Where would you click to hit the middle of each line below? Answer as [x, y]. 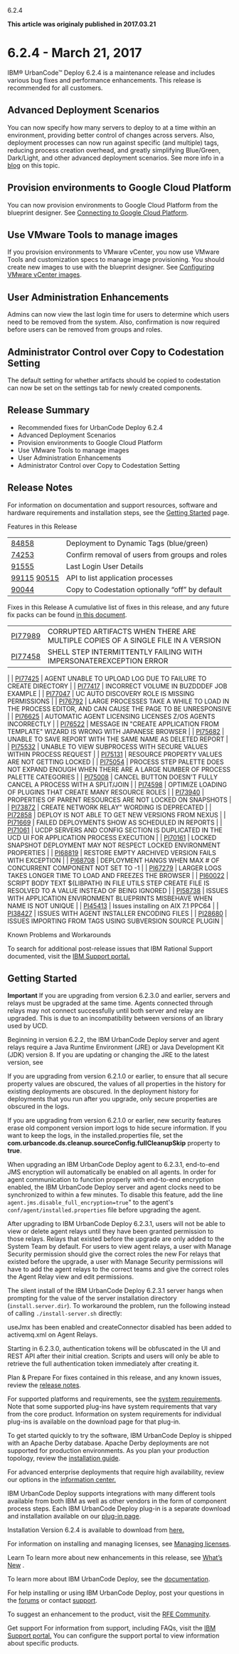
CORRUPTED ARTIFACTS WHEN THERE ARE [122, 631]
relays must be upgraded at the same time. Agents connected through [110, 1003]
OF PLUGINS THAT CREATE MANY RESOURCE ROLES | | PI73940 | [106, 792]
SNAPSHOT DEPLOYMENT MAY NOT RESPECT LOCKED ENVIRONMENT [114, 845]
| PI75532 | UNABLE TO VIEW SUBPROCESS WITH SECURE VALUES [108, 746]
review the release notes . [44, 1385]
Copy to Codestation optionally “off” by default [144, 589]
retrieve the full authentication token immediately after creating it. [103, 1364]
